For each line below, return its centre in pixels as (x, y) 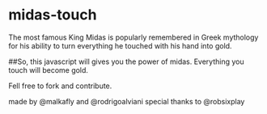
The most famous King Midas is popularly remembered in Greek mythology (133, 37)
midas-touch (53, 15)
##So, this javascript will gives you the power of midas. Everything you (126, 61)
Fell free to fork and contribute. (60, 86)
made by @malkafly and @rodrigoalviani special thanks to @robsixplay (127, 101)
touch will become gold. (49, 70)
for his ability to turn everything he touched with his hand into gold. (120, 45)
